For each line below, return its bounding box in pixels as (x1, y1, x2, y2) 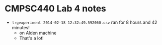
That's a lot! (19, 35, 44, 41)
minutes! (11, 24, 30, 30)
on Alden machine (19, 30, 57, 36)
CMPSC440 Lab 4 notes (4, 3, 106, 14)
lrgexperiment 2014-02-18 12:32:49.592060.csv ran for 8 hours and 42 (11, 19, 158, 25)
